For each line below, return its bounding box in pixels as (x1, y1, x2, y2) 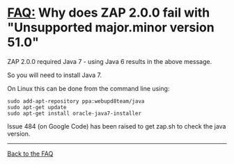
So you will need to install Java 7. (7, 71, 102, 79)
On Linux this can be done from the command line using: (7, 84, 170, 92)
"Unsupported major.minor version (7, 19, 214, 35)
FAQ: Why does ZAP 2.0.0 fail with (7, 5, 210, 21)
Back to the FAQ (7, 149, 54, 158)
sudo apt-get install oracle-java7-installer (7, 110, 141, 117)
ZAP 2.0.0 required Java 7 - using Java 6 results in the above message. (7, 57, 212, 65)
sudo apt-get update (7, 104, 68, 110)
